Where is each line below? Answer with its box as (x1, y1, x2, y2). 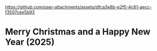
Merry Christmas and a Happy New (5, 26, 151, 37)
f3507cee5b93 (5, 9, 35, 15)
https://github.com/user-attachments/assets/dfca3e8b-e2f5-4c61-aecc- (5, 4, 152, 10)
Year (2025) (5, 36, 55, 48)
